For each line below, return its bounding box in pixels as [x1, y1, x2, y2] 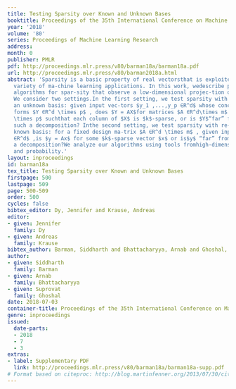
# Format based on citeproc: [7, 371, 93, 378]
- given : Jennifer [7, 220, 61, 227]
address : [7, 43, 33, 50]
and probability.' [13, 148, 68, 155]
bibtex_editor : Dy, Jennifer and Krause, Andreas [7, 207, 156, 214]
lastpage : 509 [7, 180, 49, 187]
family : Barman [13, 266, 58, 273]
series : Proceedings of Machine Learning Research [7, 37, 159, 44]
